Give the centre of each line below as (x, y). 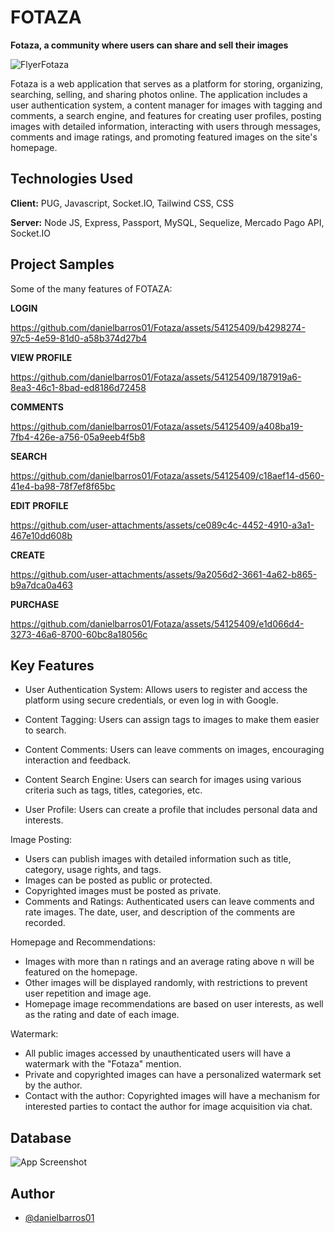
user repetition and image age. (88, 993)
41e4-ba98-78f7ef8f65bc (63, 486)
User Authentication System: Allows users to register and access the (166, 690)
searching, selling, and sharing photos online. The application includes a (159, 94)
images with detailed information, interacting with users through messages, (165, 126)
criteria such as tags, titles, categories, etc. (113, 790)
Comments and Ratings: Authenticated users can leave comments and (169, 902)
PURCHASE (35, 604)
